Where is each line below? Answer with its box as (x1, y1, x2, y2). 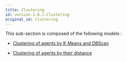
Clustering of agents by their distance (12, 50, 92, 56)
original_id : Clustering (5, 17, 58, 22)
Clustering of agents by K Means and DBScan (12, 40, 109, 46)
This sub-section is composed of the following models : (5, 31, 122, 37)
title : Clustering (5, 7, 44, 13)
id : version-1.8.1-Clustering (5, 12, 70, 17)
